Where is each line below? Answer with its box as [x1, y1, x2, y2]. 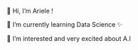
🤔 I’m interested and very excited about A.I [6, 35, 131, 42]
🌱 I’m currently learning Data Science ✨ [6, 20, 122, 28]
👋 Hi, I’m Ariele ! [6, 7, 54, 15]
